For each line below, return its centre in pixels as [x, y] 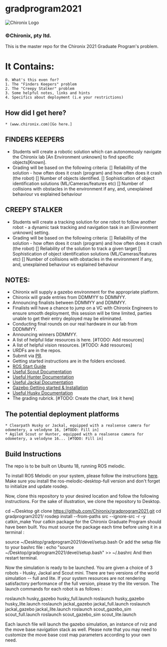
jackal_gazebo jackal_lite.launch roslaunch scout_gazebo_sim [68, 609]
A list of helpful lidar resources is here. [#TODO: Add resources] [78, 340]
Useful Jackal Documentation [43, 382]
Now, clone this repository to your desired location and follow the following [82, 496]
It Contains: [30, 67]
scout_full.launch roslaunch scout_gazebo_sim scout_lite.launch [71, 614]
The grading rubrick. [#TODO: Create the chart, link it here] [73, 398]
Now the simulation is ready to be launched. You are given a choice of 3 [79, 567]
